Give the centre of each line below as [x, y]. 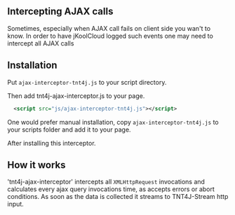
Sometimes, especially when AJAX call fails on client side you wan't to [109, 28]
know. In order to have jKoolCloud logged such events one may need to [110, 36]
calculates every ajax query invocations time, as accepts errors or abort [111, 189]
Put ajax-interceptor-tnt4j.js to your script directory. [87, 82]
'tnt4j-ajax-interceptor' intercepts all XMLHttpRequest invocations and [106, 182]
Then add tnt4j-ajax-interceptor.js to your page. [76, 96]
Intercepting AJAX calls [60, 12]
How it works [36, 165]
